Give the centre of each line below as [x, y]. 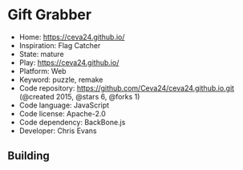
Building [28, 156]
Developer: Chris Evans [58, 131]
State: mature [42, 54]
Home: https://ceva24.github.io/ [72, 37]
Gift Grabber [50, 15]
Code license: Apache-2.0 [62, 113]
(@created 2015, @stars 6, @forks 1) [79, 96]
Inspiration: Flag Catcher [60, 45]
